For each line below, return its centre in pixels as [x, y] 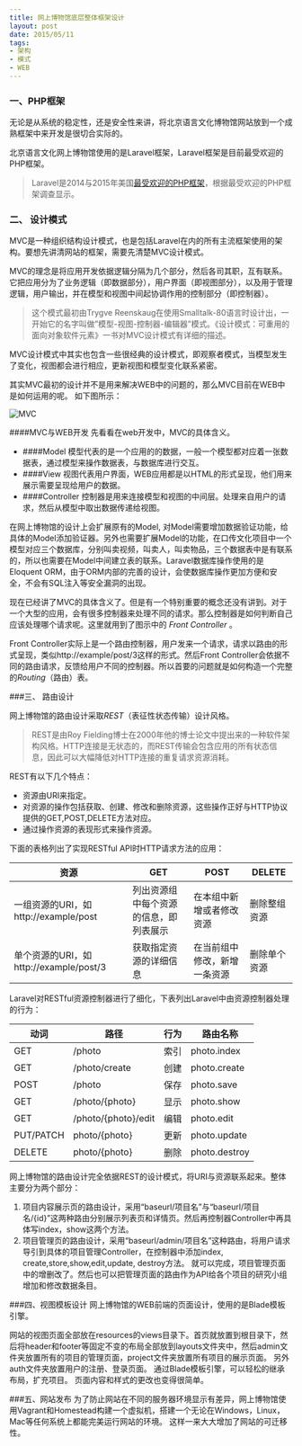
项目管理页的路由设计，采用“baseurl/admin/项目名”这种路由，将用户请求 [156, 1241]
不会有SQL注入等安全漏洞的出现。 [88, 583]
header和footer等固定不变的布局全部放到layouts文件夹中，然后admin [152, 1346]
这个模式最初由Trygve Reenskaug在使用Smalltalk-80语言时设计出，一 [160, 313]
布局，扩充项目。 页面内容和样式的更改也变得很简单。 [109, 1380]
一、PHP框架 [37, 101]
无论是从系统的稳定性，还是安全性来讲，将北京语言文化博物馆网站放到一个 [147, 122]
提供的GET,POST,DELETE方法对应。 [89, 818]
